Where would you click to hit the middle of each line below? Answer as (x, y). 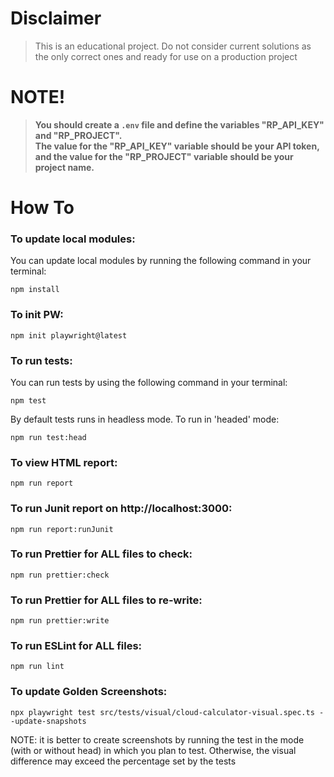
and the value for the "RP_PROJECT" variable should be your (164, 156)
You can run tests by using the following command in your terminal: (149, 382)
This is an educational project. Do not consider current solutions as (173, 46)
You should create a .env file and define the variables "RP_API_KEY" (179, 124)
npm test (28, 400)
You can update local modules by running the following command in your (161, 261)
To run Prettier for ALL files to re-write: (106, 600)
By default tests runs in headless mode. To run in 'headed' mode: (145, 419)
